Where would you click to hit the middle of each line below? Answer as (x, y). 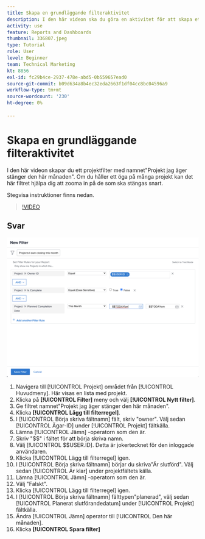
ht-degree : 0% (25, 103)
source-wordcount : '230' (38, 97)
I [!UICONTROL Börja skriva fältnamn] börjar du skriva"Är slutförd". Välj (104, 464)
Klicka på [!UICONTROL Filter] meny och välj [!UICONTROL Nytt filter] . (106, 399)
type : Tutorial (26, 45)
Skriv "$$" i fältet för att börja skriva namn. (70, 438)
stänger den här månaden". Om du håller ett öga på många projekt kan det (100, 176)
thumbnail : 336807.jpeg (37, 39)
